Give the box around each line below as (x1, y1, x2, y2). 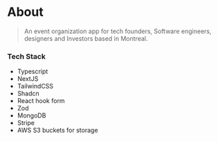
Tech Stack (7, 51, 46, 61)
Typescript (17, 67, 48, 76)
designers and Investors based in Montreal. (24, 34, 148, 42)
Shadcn (17, 89, 39, 97)
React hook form (17, 97, 65, 105)
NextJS (17, 75, 39, 83)
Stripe (17, 119, 35, 127)
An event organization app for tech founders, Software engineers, (24, 27, 212, 35)
